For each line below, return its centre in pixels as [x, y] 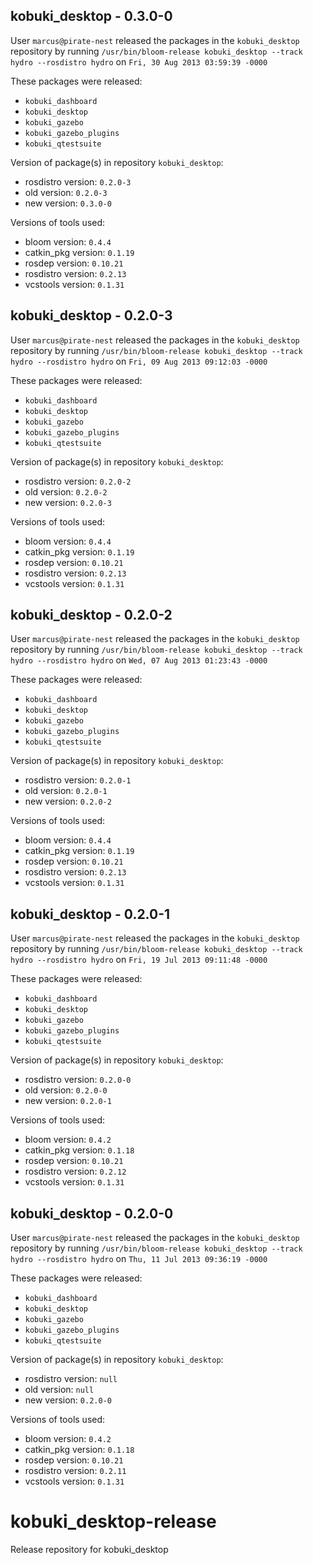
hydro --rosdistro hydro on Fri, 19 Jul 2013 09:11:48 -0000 [139, 960]
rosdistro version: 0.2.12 [75, 1171]
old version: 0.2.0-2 [66, 491]
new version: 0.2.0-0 [68, 1400]
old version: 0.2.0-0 [66, 1090]
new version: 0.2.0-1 [68, 1101]
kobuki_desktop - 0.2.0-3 [91, 315]
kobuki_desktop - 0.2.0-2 [91, 615]
